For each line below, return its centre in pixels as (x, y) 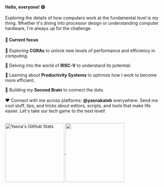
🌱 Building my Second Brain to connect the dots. (55, 90)
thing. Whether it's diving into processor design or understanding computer (82, 23)
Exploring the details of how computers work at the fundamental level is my (82, 18)
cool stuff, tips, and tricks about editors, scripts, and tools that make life (78, 106)
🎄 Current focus (22, 40)
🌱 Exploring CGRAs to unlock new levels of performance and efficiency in (80, 51)
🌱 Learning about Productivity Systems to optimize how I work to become (81, 75)
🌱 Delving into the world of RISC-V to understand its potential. (68, 66)
